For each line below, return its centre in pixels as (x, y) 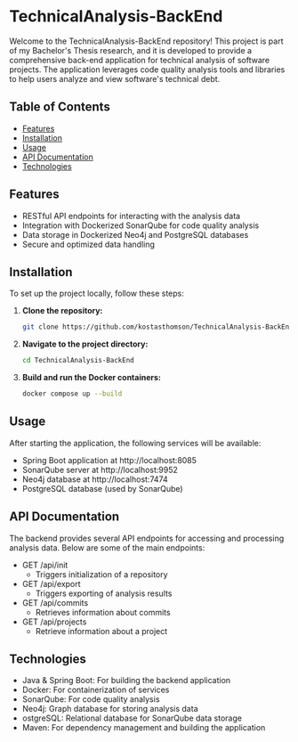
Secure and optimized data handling (89, 244)
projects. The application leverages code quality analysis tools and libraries (147, 69)
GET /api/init (45, 565)
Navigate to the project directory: (85, 344)
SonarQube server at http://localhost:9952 (100, 469)
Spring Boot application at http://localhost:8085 (109, 460)
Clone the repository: (62, 311)
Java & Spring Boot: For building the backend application (126, 681)
